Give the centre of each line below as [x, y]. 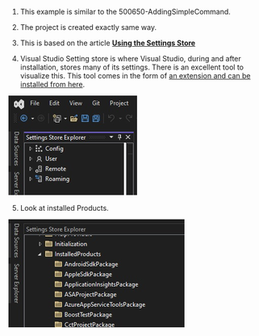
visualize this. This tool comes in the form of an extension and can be [135, 76]
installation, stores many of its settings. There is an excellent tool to [132, 67]
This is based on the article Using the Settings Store [108, 43]
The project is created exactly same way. [88, 27]
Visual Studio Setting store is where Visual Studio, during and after [131, 59]
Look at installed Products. [64, 208]
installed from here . [52, 84]
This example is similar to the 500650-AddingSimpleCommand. [125, 12]
